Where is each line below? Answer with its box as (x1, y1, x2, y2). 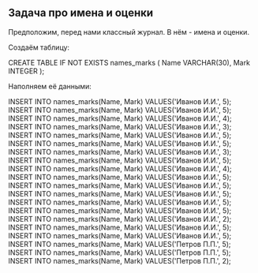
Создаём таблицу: (8, 43, 69, 52)
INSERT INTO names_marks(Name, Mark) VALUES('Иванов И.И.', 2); (8, 214, 232, 223)
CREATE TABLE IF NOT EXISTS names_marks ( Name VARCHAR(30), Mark (8, 58, 251, 67)
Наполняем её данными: (8, 81, 92, 91)
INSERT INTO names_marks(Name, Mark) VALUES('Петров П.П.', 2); (8, 256, 231, 265)
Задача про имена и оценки (8, 6, 154, 20)
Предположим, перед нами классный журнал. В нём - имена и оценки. (8, 27, 250, 36)
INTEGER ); (8, 66, 45, 76)
